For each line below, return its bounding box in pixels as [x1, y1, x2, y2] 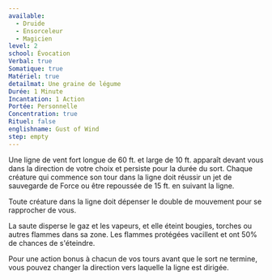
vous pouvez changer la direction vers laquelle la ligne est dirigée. [8, 262, 229, 272]
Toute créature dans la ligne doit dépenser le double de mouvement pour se [8, 196, 262, 206]
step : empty [8, 132, 49, 140]
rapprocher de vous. [8, 205, 77, 215]
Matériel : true [8, 72, 60, 80]
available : [8, 11, 45, 20]
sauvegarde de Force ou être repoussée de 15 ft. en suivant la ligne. [8, 180, 235, 191]
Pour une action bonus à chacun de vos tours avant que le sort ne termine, [8, 253, 257, 264]
